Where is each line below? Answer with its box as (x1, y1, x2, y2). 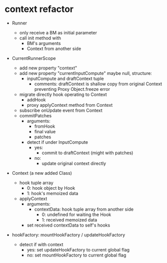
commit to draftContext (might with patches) (41, 150, 133, 156)
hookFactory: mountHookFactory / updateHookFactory (11, 232, 125, 238)
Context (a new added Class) (11, 170, 72, 176)
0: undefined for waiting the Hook (41, 211, 111, 218)
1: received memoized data (41, 217, 97, 223)
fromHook (34, 123, 55, 129)
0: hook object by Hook (26, 185, 75, 191)
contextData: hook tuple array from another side (34, 206, 133, 212)
